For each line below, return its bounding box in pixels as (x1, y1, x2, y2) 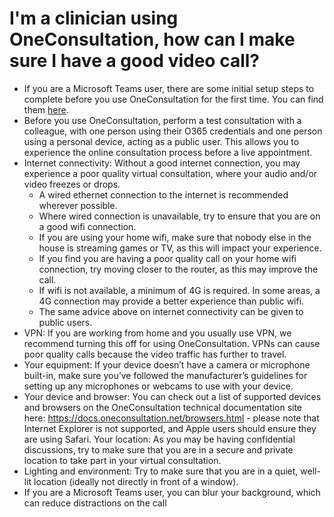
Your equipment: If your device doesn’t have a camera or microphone (23, 358, 311, 371)
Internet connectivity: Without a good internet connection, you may (23, 157, 301, 169)
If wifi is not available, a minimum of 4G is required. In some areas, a (38, 284, 321, 296)
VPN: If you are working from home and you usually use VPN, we (23, 327, 292, 339)
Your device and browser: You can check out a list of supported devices (23, 390, 322, 402)
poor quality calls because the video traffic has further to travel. (23, 348, 287, 360)
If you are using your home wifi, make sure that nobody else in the (38, 231, 312, 243)
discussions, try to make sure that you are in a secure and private (23, 443, 294, 456)
